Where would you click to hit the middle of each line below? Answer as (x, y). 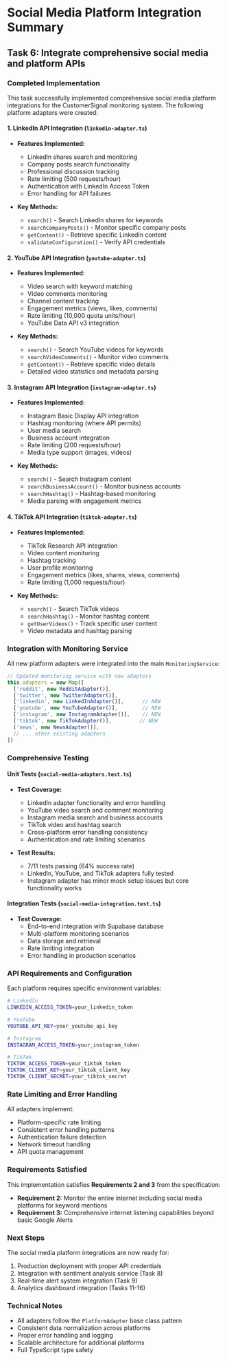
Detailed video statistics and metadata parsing (93, 372)
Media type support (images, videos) (80, 453)
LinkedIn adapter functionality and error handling (96, 802)
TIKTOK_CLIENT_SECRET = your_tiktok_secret (67, 1077)
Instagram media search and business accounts (95, 817)
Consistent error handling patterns (66, 1130)
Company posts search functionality (79, 164)
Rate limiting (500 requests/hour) (74, 179)
